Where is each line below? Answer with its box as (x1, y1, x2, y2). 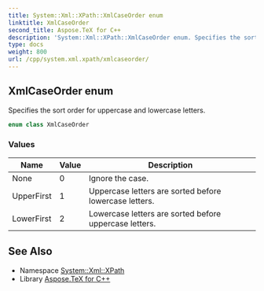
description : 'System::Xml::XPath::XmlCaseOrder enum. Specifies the (8, 33, 241, 42)
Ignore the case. (89, 172, 149, 183)
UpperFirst (12, 190, 53, 201)
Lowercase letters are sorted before (89, 208, 222, 219)
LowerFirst (12, 213, 52, 224)
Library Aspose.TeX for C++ (19, 274, 111, 283)
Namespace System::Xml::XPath (19, 265, 125, 275)
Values (8, 139, 35, 150)
